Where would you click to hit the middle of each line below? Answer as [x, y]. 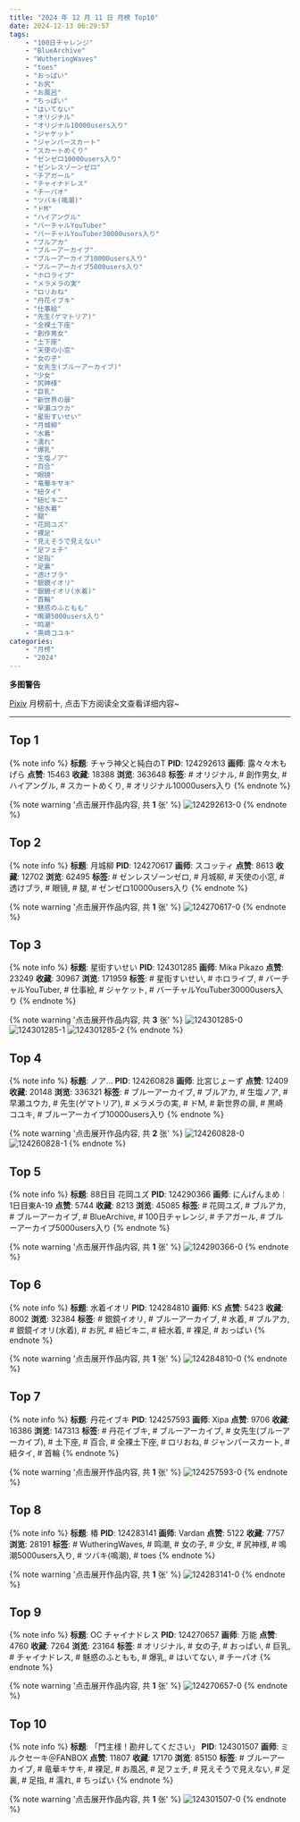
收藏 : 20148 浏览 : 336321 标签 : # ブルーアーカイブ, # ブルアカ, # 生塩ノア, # [149, 1092]
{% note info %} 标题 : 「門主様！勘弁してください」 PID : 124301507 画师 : [144, 1747]
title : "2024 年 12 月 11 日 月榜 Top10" [84, 17]
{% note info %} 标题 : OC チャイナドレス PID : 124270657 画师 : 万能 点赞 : [143, 1635]
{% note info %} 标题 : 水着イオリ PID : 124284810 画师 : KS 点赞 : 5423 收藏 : [146, 1308]
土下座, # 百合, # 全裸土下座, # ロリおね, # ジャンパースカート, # [172, 1442]
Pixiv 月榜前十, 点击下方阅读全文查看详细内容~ [95, 703]
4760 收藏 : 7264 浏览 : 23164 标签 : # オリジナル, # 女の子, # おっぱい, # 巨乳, [150, 1646]
